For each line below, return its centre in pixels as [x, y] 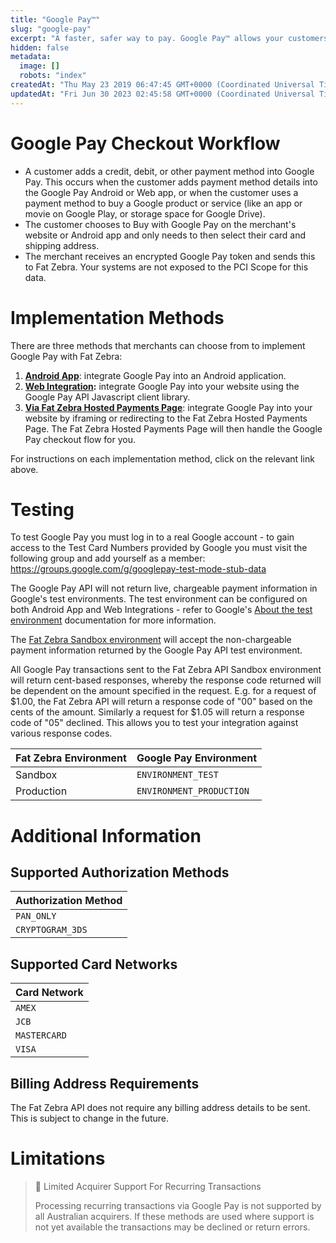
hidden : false [40, 47]
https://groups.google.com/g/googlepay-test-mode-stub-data [138, 569]
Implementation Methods [117, 317]
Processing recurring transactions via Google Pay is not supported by [178, 1205]
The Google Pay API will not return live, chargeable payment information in [164, 588]
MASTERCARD [41, 1035]
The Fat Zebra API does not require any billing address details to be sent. [160, 1108]
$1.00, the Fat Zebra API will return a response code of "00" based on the [161, 702]
